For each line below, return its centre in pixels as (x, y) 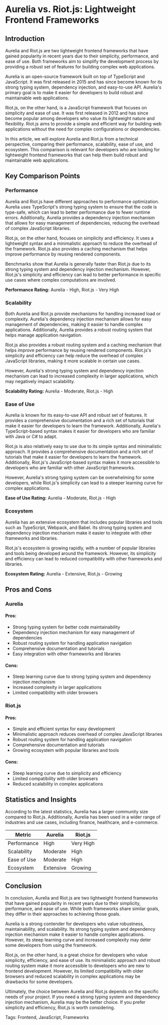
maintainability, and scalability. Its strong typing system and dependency (80, 929)
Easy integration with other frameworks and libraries (67, 654)
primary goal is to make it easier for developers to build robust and (74, 92)
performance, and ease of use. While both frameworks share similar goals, (82, 909)
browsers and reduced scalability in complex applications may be (73, 977)
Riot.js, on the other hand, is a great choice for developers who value (76, 955)
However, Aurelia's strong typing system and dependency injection (74, 370)
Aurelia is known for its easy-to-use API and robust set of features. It (76, 415)
